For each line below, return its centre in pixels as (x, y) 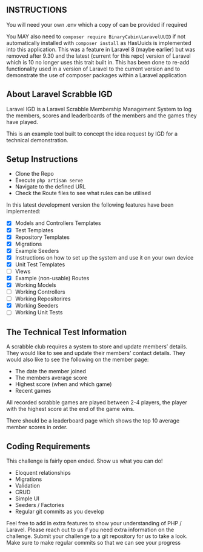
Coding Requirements (48, 446)
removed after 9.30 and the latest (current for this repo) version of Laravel (98, 56)
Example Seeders (37, 250)
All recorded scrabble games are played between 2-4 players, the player (97, 402)
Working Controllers (40, 292)
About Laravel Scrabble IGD (60, 95)
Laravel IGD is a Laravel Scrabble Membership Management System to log (99, 109)
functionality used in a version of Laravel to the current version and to (93, 69)
